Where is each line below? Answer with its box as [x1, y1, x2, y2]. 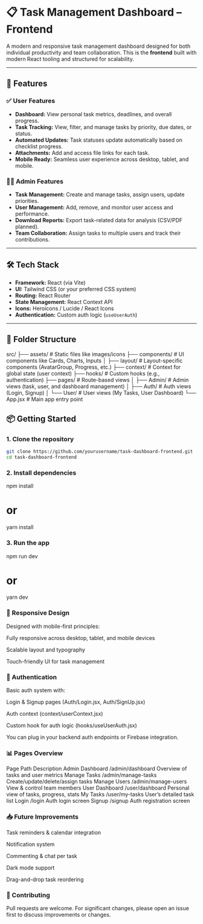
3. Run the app [6, 539, 50, 547]
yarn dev [6, 593, 28, 601]
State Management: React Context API [14, 298, 113, 305]
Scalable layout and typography [6, 646, 86, 653]
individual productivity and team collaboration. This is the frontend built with [6, 48, 197, 56]
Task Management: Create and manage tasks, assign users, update [14, 191, 185, 198]
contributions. [14, 236, 50, 243]
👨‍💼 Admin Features [6, 177, 63, 185]
